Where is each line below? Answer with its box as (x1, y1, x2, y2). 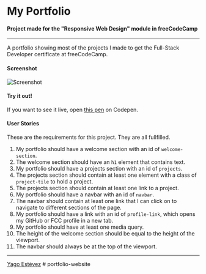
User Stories (7, 120, 39, 127)
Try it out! (7, 92, 32, 100)
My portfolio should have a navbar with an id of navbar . (15, 191, 155, 198)
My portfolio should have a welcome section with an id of (15, 146, 160, 152)
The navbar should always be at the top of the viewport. (15, 243, 158, 250)
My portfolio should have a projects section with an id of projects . (15, 165, 183, 172)
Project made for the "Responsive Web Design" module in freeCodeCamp (7, 24, 198, 32)
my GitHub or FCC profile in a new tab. (15, 217, 114, 224)
